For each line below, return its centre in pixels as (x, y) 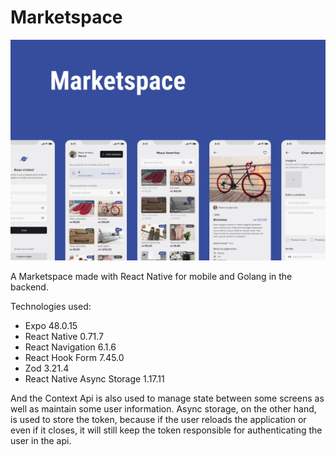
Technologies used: (51, 307)
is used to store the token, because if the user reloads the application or (158, 420)
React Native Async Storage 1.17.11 (94, 379)
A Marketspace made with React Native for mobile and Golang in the (151, 277)
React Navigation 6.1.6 (70, 347)
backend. (29, 287)
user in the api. (41, 441)
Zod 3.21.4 (47, 368)
